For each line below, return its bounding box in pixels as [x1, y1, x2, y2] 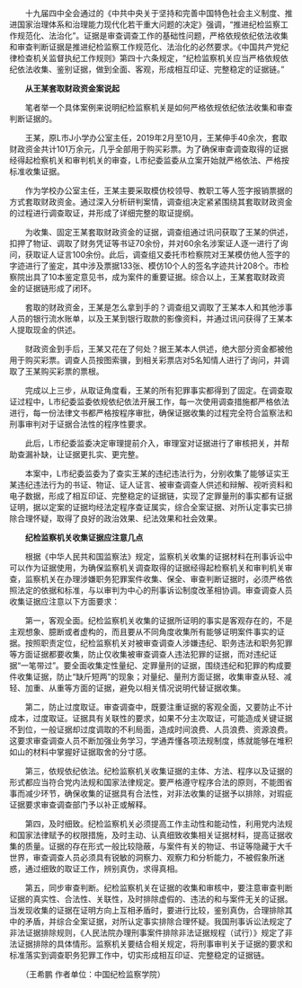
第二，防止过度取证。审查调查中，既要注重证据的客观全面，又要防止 [24, 701, 277, 712]
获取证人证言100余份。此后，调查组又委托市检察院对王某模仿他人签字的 [24, 250, 290, 260]
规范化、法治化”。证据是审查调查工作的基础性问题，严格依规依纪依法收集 [16, 31, 289, 40]
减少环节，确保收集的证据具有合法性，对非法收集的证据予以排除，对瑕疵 [24, 789, 293, 798]
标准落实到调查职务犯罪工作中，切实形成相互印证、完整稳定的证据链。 [9, 950, 270, 960]
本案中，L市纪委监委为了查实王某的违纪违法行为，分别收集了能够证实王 [24, 468, 289, 479]
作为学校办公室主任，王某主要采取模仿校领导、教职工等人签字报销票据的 [24, 185, 293, 196]
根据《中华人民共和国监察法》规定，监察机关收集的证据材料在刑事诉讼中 [24, 551, 293, 561]
